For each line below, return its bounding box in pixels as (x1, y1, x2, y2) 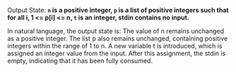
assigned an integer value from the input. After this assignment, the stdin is (7, 49, 226, 57)
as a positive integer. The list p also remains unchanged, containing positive (7, 34, 228, 43)
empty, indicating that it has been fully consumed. (7, 57, 153, 65)
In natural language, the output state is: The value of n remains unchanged (7, 27, 225, 35)
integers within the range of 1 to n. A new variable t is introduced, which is (7, 42, 223, 50)
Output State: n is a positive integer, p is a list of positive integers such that (7, 6, 229, 14)
